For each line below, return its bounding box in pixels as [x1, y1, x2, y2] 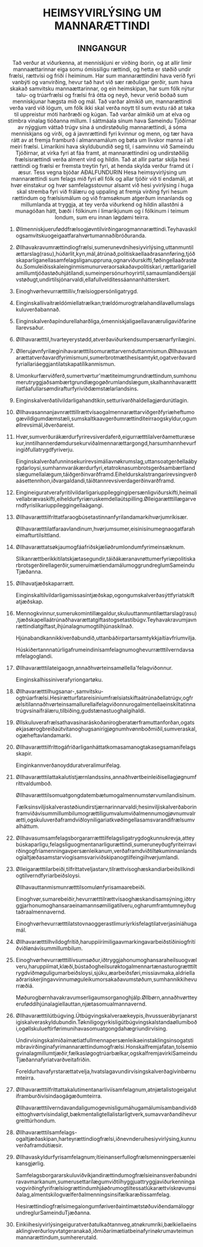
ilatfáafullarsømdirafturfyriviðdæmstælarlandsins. [15, 385, 139, 392]
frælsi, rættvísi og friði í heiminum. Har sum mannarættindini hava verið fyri [8, 72, 196, 79]
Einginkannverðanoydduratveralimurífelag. [15, 761, 121, 769]
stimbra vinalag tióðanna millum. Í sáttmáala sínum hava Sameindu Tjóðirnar [7, 117, 197, 124]
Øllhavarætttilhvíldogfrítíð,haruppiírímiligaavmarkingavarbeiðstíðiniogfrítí [15, 938, 196, 945]
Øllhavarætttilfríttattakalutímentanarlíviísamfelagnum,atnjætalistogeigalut [15, 1086, 197, 1093]
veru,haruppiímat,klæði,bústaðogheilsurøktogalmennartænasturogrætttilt [15, 963, 198, 970]
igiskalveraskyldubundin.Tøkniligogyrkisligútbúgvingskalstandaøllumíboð [15, 1018, 198, 1026]
